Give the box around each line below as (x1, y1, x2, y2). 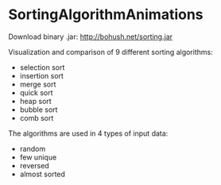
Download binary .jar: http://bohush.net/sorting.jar (8, 32, 173, 41)
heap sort (19, 96, 52, 106)
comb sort (19, 113, 54, 122)
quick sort (19, 87, 53, 97)
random (19, 144, 46, 153)
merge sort (19, 79, 56, 89)
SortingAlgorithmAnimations (8, 6, 204, 24)
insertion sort (19, 71, 64, 80)
